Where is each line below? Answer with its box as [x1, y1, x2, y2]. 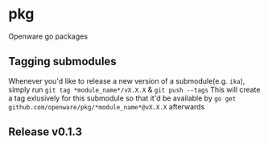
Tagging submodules [8, 55, 117, 68]
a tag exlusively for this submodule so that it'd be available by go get [8, 93, 237, 103]
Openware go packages [8, 31, 89, 41]
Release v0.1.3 [8, 125, 83, 139]
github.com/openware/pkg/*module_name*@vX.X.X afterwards [8, 101, 205, 111]
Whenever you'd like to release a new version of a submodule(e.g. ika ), [8, 76, 245, 85]
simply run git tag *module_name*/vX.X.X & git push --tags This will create [8, 84, 261, 94]
